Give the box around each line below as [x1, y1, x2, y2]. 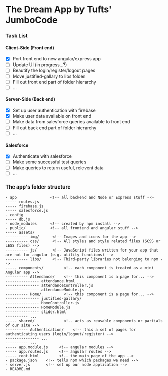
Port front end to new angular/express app [12, 56, 101, 62]
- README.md [5, 366, 30, 371]
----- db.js [5, 217, 30, 222]
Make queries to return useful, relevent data [12, 165, 104, 171]
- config [5, 212, 24, 217]
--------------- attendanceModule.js [5, 287, 85, 292]
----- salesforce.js [5, 208, 49, 213]
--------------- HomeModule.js [5, 305, 71, 310]
